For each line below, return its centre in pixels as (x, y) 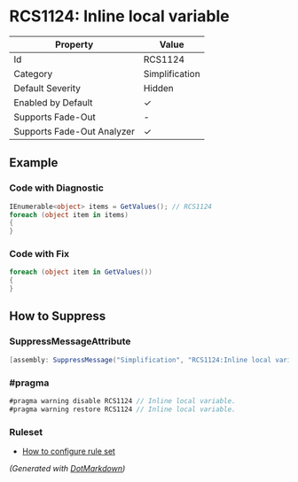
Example (34, 163)
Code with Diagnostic (57, 188)
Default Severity (47, 88)
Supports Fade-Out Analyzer (74, 131)
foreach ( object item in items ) (69, 214)
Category (33, 74)
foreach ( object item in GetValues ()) (81, 272)
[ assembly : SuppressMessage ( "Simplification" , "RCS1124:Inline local (141, 360)
